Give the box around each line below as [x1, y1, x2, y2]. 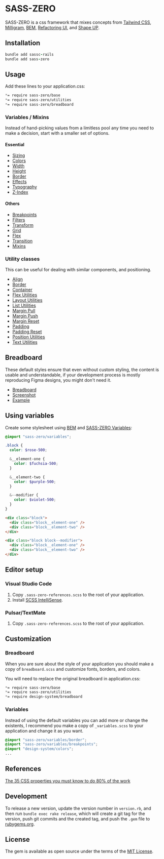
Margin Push [12, 313, 38, 319]
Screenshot [12, 392, 36, 398]
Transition [12, 238, 33, 244]
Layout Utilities [12, 297, 43, 303]
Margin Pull [12, 307, 35, 314]
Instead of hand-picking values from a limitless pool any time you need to [5, 125, 154, 131]
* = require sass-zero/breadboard [5, 102, 74, 107]
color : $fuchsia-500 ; [14, 461, 58, 466]
